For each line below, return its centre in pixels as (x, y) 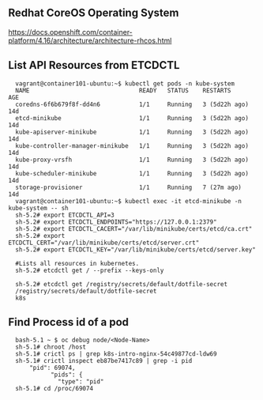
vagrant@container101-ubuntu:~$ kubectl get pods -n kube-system (125, 83)
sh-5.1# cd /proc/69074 (54, 389)
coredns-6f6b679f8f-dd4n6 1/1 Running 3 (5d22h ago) (132, 104)
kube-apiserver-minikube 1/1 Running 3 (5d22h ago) (132, 132)
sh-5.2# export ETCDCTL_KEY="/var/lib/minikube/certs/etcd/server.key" (136, 249)
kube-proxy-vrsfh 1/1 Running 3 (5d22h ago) (132, 160)
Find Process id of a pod (68, 322)
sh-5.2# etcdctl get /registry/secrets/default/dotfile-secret (121, 284)
